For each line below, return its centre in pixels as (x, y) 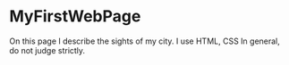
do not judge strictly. (47, 50)
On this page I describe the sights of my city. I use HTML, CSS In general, (144, 41)
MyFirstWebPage (75, 16)
